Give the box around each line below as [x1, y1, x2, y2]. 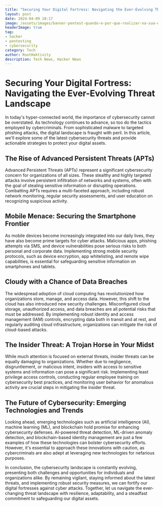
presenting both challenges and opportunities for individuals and [5, 470, 134, 476]
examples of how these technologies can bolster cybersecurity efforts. [5, 440, 147, 446]
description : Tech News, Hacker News [5, 57, 81, 62]
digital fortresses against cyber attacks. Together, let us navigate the [5, 485, 142, 491]
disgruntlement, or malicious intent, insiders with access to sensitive [5, 364, 142, 370]
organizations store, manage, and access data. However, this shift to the [5, 296, 149, 302]
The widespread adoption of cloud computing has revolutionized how [5, 290, 144, 296]
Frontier [5, 219, 30, 228]
